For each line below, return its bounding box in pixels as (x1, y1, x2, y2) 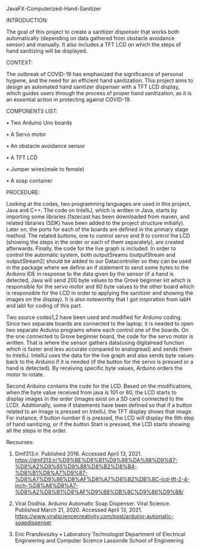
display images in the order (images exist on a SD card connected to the (6, 395, 184, 402)
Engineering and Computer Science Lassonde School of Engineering (14, 537, 184, 544)
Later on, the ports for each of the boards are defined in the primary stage (6, 226, 189, 233)
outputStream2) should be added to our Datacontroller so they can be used (6, 257, 192, 265)
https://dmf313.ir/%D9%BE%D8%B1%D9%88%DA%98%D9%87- (14, 457, 178, 463)
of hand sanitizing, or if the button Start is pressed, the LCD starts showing (6, 421, 190, 427)
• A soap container (6, 177, 53, 184)
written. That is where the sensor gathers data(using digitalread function (6, 339, 184, 346)
